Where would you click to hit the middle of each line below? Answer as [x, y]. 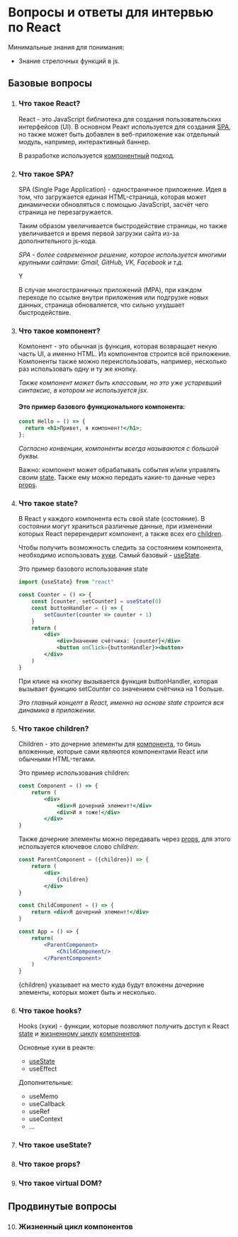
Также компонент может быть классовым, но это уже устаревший [120, 383]
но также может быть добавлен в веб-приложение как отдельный [119, 134]
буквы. [29, 456]
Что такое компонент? [59, 331]
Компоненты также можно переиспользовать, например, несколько [123, 362]
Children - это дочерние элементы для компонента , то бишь [109, 744]
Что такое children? [53, 728]
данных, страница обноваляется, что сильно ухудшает [101, 305]
